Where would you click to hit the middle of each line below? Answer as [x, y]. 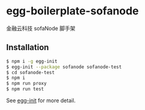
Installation [28, 48]
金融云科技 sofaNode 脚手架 [41, 28]
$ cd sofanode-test [31, 72]
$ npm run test [25, 89]
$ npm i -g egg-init [32, 61]
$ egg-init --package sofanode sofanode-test [64, 67]
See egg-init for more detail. [41, 100]
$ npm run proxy [26, 84]
